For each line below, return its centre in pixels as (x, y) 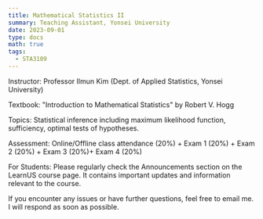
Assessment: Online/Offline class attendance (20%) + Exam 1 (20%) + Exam (131, 143)
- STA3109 (31, 59)
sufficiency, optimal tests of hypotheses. (74, 128)
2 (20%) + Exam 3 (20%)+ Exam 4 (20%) (75, 151)
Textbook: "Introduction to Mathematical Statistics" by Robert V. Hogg (121, 104)
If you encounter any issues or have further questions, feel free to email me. (131, 198)
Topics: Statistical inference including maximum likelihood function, (117, 120)
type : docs (26, 37)
